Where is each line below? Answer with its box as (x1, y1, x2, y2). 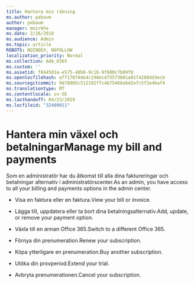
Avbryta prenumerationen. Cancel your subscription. (14, 272, 141, 279)
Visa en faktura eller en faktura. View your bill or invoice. (14, 196, 151, 204)
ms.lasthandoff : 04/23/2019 (6, 96, 76, 102)
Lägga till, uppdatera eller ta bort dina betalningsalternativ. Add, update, (14, 208, 189, 215)
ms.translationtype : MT (6, 86, 65, 92)
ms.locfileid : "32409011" (6, 102, 70, 108)
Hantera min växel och (6, 128, 118, 141)
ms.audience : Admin (6, 36, 54, 42)
